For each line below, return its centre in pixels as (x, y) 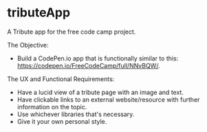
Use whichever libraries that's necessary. (76, 114)
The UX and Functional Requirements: (61, 79)
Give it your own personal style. (62, 121)
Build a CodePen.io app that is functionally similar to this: (98, 58)
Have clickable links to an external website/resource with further (108, 99)
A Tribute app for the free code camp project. (72, 32)
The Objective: (28, 45)
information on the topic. (52, 107)
